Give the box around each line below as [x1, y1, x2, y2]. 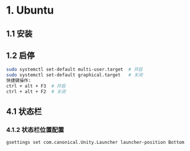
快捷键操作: [6, 78, 31, 83]
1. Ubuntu [6, 4, 54, 17]
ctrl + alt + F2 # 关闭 [6, 88, 66, 95]
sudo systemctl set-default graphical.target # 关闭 [6, 72, 143, 78]
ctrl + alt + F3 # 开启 [6, 83, 66, 89]
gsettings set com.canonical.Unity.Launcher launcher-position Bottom [6, 140, 185, 146]
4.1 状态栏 [6, 107, 42, 117]
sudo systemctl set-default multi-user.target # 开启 [6, 66, 143, 73]
